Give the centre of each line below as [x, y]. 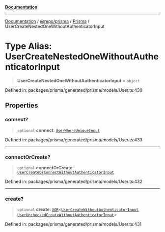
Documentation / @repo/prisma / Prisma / [47, 21]
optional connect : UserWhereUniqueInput [58, 130]
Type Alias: [29, 46]
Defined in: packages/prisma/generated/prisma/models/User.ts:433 [74, 140]
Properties [22, 106]
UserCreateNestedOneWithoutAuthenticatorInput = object [78, 80]
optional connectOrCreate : [45, 168]
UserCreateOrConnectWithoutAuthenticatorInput [66, 172]
